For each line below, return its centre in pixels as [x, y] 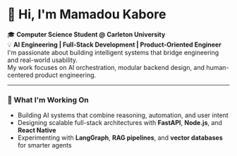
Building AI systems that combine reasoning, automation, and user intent [123, 115]
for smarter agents [44, 145]
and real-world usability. [43, 60]
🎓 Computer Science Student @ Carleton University [86, 34]
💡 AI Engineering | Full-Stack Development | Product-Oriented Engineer [115, 44]
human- [217, 67]
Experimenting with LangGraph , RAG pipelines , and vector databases [120, 138]
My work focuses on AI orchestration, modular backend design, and [106, 67]
